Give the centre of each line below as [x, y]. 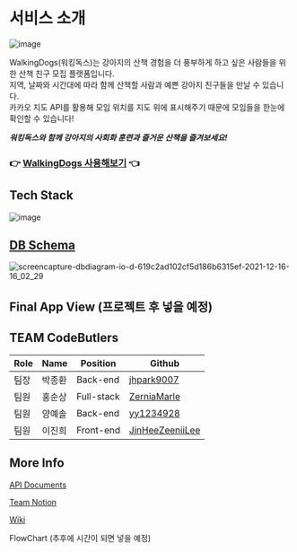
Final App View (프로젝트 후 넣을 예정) [111, 307]
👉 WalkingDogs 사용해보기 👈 [75, 162]
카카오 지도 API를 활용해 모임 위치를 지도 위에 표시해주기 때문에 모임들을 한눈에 [147, 107]
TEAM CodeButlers [64, 338]
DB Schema [43, 245]
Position [98, 363]
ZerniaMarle [155, 396]
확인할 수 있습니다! [42, 118]
